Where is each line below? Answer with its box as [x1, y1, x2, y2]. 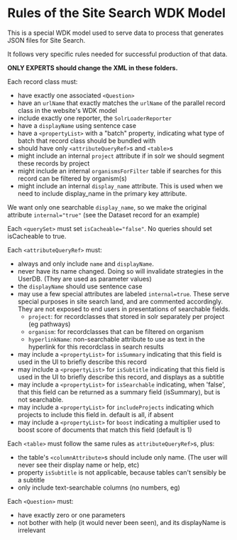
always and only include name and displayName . [17, 259, 154, 268]
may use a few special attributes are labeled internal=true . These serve [17, 289, 230, 298]
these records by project [17, 158, 90, 168]
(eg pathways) [28, 320, 71, 328]
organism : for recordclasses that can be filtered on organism [28, 327, 204, 335]
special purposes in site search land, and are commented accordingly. [17, 297, 224, 306]
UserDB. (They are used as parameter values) [17, 274, 153, 283]
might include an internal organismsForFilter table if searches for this [17, 166, 222, 175]
